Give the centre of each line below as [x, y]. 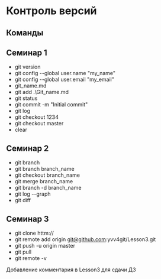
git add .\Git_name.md [42, 92]
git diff [23, 200]
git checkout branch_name [47, 175]
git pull [23, 252]
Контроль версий [51, 11]
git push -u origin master [45, 246]
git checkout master [39, 124]
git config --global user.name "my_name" [65, 73]
